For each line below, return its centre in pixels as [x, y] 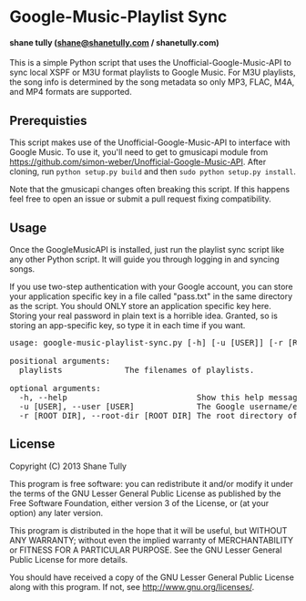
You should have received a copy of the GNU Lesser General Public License [152, 577]
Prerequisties [49, 120]
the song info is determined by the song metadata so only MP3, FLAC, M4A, [152, 82]
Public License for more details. [69, 559]
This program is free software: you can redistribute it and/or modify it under [151, 483]
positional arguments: [60, 361]
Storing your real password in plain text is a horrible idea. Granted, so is [143, 316]
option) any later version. [56, 513]
